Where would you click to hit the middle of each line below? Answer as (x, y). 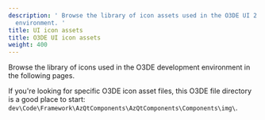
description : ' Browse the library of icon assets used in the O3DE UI (129, 15)
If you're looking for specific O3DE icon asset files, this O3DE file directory (130, 91)
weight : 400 (28, 45)
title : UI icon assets (46, 30)
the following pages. (42, 76)
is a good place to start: (47, 99)
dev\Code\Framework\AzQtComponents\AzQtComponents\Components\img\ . (123, 108)
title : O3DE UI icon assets (55, 37)
